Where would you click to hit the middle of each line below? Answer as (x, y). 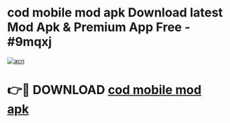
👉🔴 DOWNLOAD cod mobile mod (104, 90)
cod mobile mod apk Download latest (115, 13)
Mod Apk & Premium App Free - (99, 27)
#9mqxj (30, 42)
